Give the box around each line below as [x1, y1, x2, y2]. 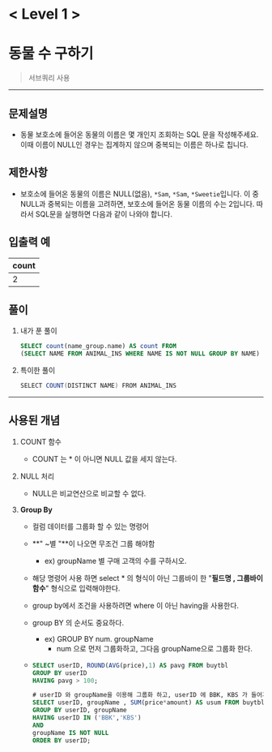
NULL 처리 [19, 471, 55, 481]
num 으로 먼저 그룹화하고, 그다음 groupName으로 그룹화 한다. [56, 643, 253, 653]
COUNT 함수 [19, 436, 62, 446]
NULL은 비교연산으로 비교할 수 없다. [32, 488, 147, 498]
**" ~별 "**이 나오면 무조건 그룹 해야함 [32, 539, 155, 548]
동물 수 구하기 [8, 45, 94, 63]
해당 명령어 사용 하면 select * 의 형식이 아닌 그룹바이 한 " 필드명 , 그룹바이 [32, 573, 263, 582]
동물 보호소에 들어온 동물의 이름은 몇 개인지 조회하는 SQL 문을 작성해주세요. [19, 129, 259, 139]
